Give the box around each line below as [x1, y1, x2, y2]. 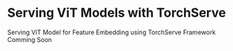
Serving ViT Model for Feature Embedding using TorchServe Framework [7, 28, 216, 36]
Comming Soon [7, 35, 53, 43]
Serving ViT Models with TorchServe [7, 5, 227, 21]
